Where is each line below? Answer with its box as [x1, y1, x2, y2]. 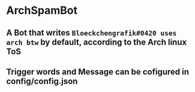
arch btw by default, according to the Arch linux [6, 37, 187, 47]
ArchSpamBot [6, 4, 78, 17]
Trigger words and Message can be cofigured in [6, 67, 190, 77]
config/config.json [6, 76, 78, 86]
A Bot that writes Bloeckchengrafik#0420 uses [6, 28, 177, 38]
